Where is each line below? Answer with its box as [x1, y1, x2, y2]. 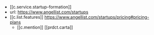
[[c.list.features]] [9, 14, 44, 20]
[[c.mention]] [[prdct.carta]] [17, 24, 73, 30]
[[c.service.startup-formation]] [9, 4, 72, 10]
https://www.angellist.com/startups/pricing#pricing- [44, 14, 150, 20]
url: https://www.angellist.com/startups [9, 9, 89, 15]
